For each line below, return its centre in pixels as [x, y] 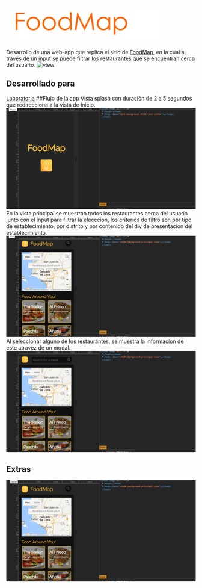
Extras [19, 469]
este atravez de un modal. [38, 348]
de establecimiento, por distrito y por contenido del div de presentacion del [99, 226]
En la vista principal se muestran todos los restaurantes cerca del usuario [97, 213]
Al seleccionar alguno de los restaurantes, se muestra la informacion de [95, 341]
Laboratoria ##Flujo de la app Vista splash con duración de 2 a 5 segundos [99, 98]
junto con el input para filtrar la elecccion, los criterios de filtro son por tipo [99, 220]
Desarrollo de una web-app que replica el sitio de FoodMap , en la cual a [95, 52]
